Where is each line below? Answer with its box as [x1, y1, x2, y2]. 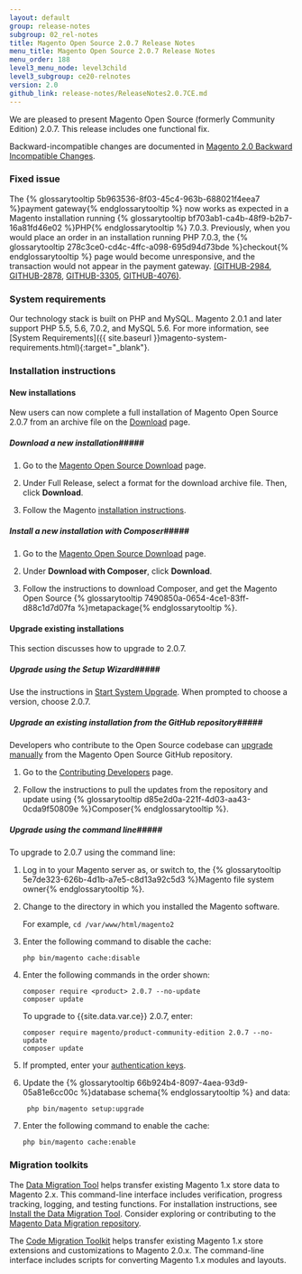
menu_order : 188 [9, 55, 70, 64]
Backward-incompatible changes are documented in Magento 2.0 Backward [9, 141, 293, 152]
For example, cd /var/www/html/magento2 [22, 919, 174, 930]
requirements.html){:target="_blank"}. [9, 342, 151, 353]
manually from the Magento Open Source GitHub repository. [9, 749, 233, 760]
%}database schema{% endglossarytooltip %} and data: [79, 1087, 291, 1098]
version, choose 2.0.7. [9, 697, 91, 707]
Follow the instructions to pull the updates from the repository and [22, 784, 269, 795]
